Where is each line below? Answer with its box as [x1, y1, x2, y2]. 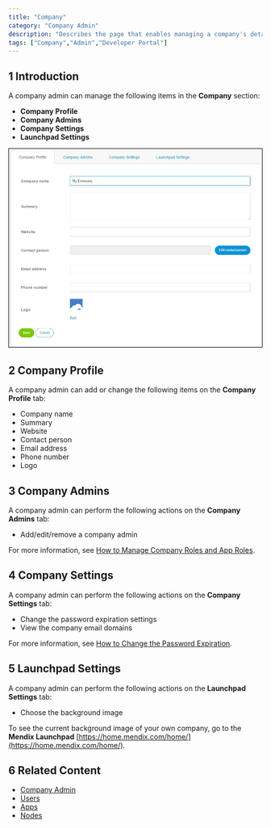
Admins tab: [8, 514, 50, 524]
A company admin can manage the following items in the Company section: [8, 91, 261, 101]
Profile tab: [8, 394, 46, 404]
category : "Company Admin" [8, 21, 99, 30]
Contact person [19, 435, 73, 445]
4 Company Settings [8, 569, 114, 583]
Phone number [19, 452, 70, 462]
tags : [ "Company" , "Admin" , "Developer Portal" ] [8, 39, 168, 47]
